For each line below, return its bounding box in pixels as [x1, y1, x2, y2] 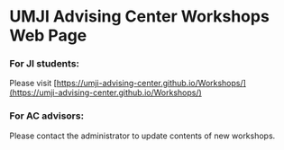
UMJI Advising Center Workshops [9, 6, 270, 27]
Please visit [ [9, 78, 57, 89]
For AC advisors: [9, 110, 84, 122]
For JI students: [9, 57, 79, 70]
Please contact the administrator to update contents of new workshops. [9, 130, 276, 141]
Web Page [9, 25, 87, 46]
